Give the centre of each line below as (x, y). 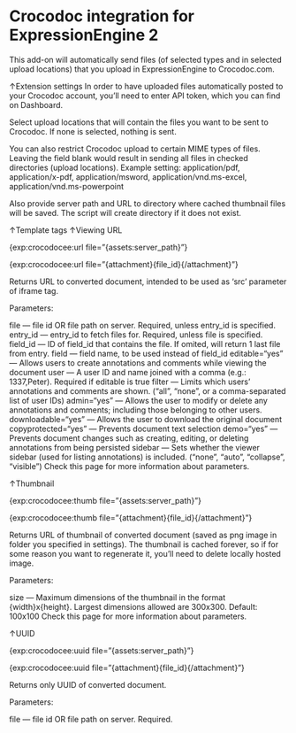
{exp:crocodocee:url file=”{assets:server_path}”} (99, 247)
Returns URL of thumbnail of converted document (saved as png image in (143, 535)
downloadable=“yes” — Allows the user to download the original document (146, 419)
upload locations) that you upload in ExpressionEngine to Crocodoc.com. (142, 69)
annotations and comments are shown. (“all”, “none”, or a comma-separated (148, 390)
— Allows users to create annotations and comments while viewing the (138, 363)
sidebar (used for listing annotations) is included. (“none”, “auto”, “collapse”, (147, 457)
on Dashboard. (36, 104)
